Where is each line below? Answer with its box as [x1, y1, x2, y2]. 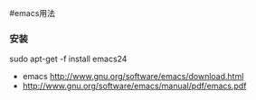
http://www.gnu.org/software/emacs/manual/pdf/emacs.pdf [22, 80, 247, 92]
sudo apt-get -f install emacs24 [9, 53, 128, 65]
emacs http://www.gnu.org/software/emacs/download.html [22, 71, 244, 82]
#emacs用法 [9, 8, 56, 18]
